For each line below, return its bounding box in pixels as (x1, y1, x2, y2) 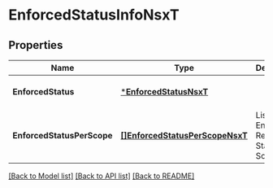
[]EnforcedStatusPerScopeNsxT (120, 130, 248, 141)
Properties (8, 38, 63, 52)
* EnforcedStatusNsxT (120, 86, 209, 97)
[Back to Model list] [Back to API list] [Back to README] (8, 171, 195, 181)
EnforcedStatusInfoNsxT (8, 6, 180, 24)
